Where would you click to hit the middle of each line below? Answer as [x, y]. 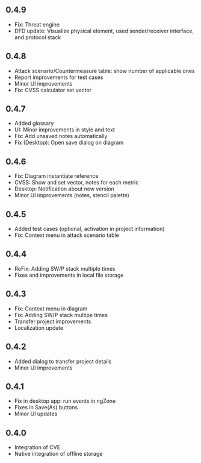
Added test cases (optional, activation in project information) [89, 229]
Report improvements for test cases [59, 77]
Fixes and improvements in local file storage [69, 275]
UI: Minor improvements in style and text [65, 130]
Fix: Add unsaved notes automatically [61, 136]
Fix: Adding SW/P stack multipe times [61, 315]
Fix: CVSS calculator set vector [53, 90]
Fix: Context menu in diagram [51, 308]
